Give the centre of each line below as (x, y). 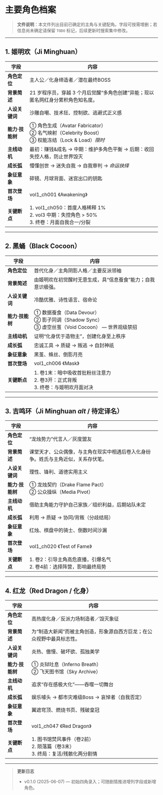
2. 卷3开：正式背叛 (55, 380)
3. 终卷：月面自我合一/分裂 (60, 222)
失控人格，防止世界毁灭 (56, 156)
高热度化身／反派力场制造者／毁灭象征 (75, 619)
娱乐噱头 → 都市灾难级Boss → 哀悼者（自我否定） (88, 697)
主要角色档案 (31, 10)
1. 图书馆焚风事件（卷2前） (63, 739)
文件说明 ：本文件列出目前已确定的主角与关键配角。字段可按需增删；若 (87, 24)
